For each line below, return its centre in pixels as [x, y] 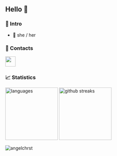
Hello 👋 [17, 9]
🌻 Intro [13, 24]
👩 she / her [24, 35]
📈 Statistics [21, 77]
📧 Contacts [19, 48]
